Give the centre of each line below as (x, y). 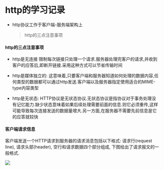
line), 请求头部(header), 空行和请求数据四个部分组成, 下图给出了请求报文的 (80, 147)
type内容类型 (26, 88)
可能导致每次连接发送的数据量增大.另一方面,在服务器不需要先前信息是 (82, 111)
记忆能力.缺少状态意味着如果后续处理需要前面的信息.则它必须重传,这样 (87, 105)
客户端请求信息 (20, 129)
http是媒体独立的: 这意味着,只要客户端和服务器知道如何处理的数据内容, (83, 76)
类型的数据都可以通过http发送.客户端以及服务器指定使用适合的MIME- (86, 82)
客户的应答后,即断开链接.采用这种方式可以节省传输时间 (67, 65)
